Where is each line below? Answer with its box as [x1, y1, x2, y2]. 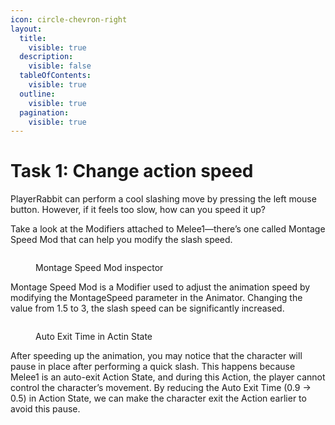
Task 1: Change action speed [10, 160, 254, 183]
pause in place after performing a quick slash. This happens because [10, 361, 296, 373]
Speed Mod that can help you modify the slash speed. [10, 234, 233, 246]
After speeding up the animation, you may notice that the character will [10, 350, 303, 362]
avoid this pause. [10, 403, 81, 415]
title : [19, 33, 47, 43]
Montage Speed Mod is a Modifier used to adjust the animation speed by [10, 281, 311, 293]
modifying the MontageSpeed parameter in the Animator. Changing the [10, 292, 303, 304]
